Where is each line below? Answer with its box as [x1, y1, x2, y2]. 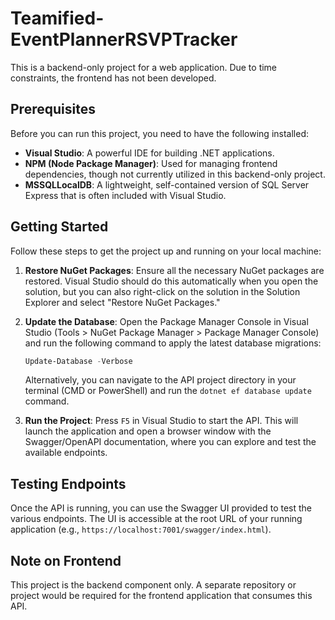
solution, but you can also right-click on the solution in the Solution [24, 285, 301, 297]
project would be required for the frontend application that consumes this [10, 590, 313, 602]
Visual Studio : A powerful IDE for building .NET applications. [24, 147, 275, 159]
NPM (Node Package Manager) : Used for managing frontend [24, 157, 278, 169]
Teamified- [10, 7, 105, 30]
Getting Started [10, 218, 109, 236]
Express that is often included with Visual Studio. [24, 189, 227, 201]
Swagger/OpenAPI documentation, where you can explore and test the [24, 436, 317, 448]
